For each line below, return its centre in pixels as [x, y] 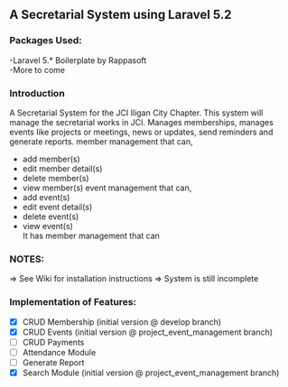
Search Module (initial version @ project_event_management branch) [151, 373]
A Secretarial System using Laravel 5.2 [121, 15]
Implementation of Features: [73, 302]
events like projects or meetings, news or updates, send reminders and [141, 132]
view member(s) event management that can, [107, 188]
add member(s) [51, 159]
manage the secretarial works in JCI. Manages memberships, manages [141, 122]
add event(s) [46, 197]
